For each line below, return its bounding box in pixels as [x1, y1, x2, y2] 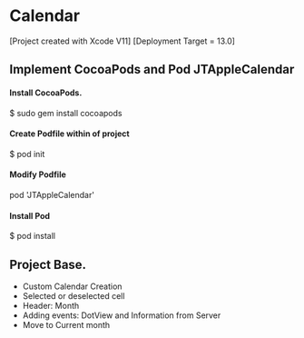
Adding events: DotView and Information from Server [22, 310, 221, 321]
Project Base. [9, 256, 87, 273]
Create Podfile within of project [9, 128, 130, 139]
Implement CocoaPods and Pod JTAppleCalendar [9, 62, 295, 77]
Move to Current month [22, 319, 111, 330]
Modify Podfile [9, 169, 66, 180]
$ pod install [9, 231, 56, 242]
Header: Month [22, 300, 80, 311]
